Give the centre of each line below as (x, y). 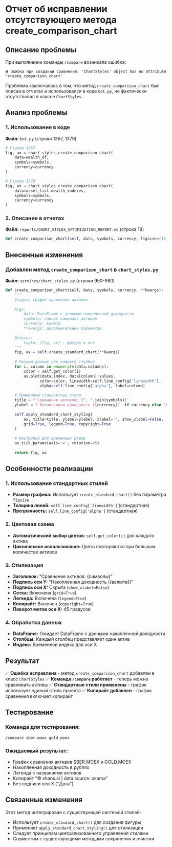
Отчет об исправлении (56, 9)
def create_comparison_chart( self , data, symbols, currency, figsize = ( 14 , (87, 239)
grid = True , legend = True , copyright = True (67, 424)
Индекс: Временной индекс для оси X (55, 645)
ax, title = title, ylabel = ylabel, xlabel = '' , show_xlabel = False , (94, 419)
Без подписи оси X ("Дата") (43, 784)
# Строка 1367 (20, 148)
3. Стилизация (24, 565)
